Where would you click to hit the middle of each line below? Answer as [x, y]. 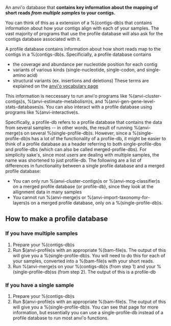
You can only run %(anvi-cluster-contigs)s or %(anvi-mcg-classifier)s [86, 181]
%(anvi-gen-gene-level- [130, 101]
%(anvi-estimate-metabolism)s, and [65, 101]
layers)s [21, 203]
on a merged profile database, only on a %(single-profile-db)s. [96, 203]
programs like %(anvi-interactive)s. [42, 112]
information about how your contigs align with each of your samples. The [82, 28]
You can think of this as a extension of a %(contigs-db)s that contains [79, 23]
